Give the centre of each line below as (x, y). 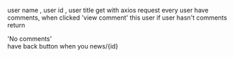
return (16, 25)
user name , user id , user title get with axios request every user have (108, 10)
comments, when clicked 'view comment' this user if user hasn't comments (117, 18)
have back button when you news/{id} (63, 46)
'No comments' (30, 39)
